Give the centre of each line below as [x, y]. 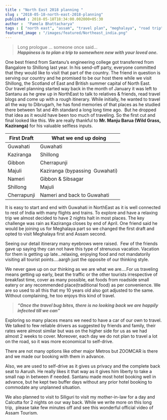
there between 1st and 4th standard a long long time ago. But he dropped [81, 110]
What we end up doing [79, 138]
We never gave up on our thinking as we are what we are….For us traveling [82, 269]
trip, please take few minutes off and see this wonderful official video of [79, 408]
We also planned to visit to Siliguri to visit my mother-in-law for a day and [80, 397]
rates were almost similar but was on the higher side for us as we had [76, 331]
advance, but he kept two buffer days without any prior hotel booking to [79, 382]
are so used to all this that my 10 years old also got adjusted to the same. [80, 290]
